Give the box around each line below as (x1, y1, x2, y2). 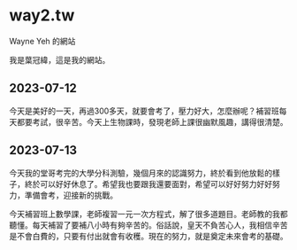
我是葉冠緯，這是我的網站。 (9, 54, 110, 65)
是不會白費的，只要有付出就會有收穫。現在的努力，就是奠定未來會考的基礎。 (9, 230, 288, 241)
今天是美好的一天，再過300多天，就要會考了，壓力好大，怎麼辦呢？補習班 (9, 105, 280, 116)
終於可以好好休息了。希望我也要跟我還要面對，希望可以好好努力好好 (24, 178, 272, 189)
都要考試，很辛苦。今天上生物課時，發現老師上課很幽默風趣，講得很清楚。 (16, 116, 288, 127)
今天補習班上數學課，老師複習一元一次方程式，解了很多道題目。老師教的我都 (9, 208, 288, 219)
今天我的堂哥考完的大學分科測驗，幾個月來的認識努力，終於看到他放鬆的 (9, 168, 272, 178)
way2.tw (9, 5, 75, 26)
